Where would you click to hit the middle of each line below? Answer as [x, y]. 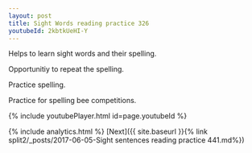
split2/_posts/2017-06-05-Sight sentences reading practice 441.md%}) [126, 140]
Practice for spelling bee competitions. [72, 101]
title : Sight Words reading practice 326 [79, 23]
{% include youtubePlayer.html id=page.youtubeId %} [98, 116]
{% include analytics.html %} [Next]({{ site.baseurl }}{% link [108, 132]
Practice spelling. [37, 85]
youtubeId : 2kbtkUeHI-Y [48, 31]
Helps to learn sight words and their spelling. [83, 54]
